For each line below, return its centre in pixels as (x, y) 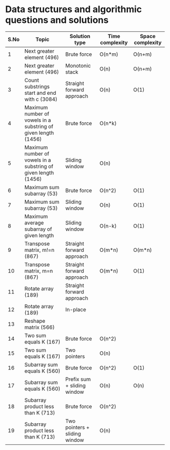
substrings (37, 86)
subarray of (38, 229)
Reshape (35, 321)
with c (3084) (41, 99)
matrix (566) (39, 327)
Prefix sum (78, 379)
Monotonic (78, 65)
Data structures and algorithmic (74, 9)
